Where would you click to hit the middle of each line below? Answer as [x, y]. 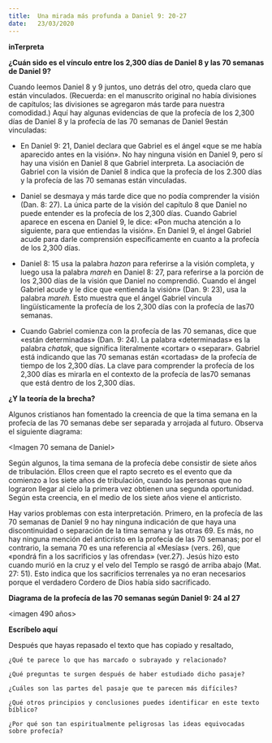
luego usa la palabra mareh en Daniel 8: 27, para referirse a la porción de [142, 272]
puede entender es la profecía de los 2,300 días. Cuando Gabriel [128, 213]
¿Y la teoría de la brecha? [52, 398]
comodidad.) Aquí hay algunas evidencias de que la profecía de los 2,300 [132, 112]
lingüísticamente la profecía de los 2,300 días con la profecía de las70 [137, 306]
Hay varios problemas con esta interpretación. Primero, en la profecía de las [136, 513]
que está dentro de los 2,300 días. [78, 382]
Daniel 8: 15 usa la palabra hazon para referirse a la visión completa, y [137, 263]
